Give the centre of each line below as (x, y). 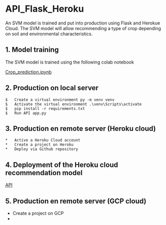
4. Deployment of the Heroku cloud (62, 165)
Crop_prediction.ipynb (28, 72)
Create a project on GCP (38, 213)
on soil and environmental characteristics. (49, 34)
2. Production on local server (52, 88)
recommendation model (44, 173)
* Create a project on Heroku (39, 145)
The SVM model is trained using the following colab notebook (70, 62)
